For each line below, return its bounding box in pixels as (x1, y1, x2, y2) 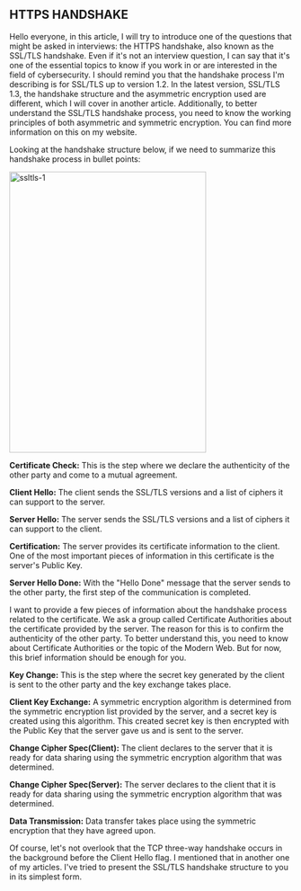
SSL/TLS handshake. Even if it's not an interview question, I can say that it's (9, 49, 290, 61)
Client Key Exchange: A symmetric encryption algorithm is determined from (9, 696, 292, 707)
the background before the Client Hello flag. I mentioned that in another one (9, 851, 290, 862)
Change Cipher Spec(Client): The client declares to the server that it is (9, 742, 273, 753)
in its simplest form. (9, 871, 83, 882)
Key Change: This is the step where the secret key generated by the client (9, 669, 285, 680)
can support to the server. (9, 496, 106, 507)
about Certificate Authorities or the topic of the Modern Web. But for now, (9, 642, 282, 653)
